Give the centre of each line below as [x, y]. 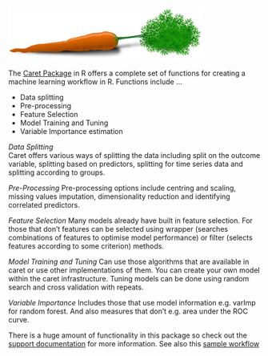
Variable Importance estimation [71, 131]
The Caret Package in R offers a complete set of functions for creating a [127, 73]
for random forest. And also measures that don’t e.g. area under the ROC [128, 311]
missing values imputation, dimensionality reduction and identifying [119, 196]
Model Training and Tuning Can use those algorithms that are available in [129, 261]
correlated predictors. [44, 205]
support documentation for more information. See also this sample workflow [134, 344]
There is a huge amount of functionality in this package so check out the [128, 335]
